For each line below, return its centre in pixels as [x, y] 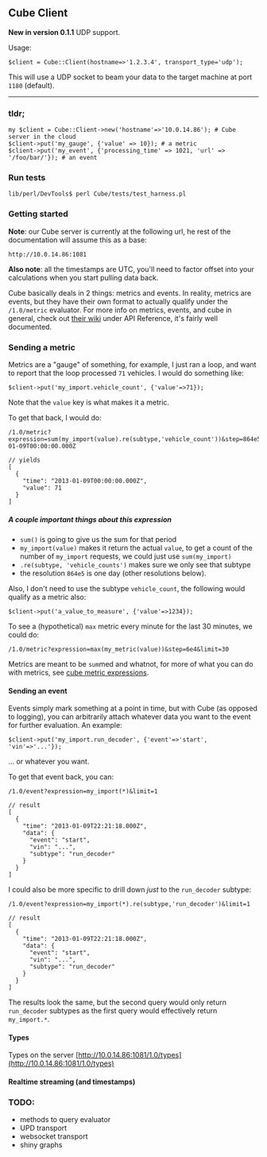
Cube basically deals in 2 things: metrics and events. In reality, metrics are [130, 292]
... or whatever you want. [49, 761]
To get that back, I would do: [55, 418]
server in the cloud [43, 137]
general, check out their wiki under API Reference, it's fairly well [113, 318]
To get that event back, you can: [61, 777]
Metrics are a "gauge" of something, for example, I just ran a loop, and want [132, 364]
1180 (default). [31, 85]
